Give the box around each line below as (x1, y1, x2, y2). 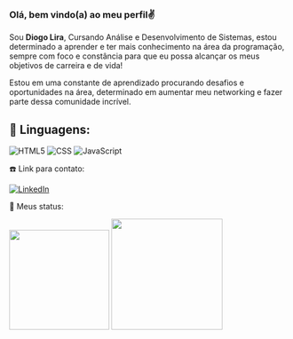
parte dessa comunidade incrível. (9, 97, 131, 107)
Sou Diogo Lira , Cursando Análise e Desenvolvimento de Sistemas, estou (9, 32, 277, 43)
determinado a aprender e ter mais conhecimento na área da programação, (9, 42, 285, 52)
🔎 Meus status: (9, 201, 64, 212)
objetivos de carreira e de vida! (9, 60, 123, 71)
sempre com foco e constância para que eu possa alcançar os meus (9, 51, 260, 61)
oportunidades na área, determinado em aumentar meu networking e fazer (9, 87, 283, 98)
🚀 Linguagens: (9, 122, 91, 137)
